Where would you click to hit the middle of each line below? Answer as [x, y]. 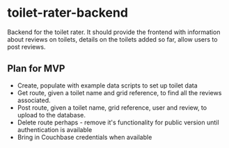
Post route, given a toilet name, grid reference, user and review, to [112, 107]
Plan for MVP [36, 68]
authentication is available [55, 129]
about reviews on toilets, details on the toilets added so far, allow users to [112, 39]
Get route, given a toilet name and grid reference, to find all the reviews [119, 92]
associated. [34, 100]
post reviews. [26, 47]
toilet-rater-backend [68, 13]
